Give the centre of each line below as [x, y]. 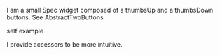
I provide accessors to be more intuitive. [65, 44]
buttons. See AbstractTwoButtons [55, 17]
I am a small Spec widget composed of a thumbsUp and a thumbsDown [110, 10]
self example [25, 31]
